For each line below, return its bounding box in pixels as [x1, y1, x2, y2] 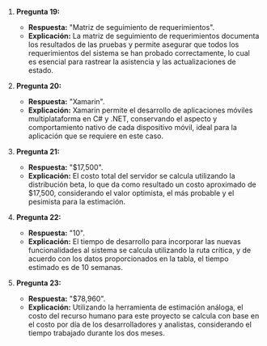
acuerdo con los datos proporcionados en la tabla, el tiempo [28, 254, 229, 264]
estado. [28, 65, 54, 75]
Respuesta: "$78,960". [28, 294, 106, 303]
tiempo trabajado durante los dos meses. [28, 328, 165, 338]
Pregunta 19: [15, 7, 61, 16]
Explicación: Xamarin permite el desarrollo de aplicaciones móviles [28, 105, 253, 115]
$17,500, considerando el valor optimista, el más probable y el [28, 188, 235, 197]
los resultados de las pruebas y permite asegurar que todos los [28, 40, 239, 49]
